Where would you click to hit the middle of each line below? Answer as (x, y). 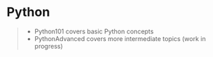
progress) (49, 46)
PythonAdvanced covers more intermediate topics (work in (120, 38)
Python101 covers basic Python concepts (94, 31)
